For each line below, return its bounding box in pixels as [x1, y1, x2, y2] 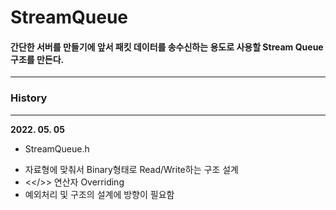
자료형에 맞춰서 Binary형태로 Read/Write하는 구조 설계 [24, 163, 239, 175]
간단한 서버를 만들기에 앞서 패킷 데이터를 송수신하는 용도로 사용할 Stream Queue [10, 41, 324, 53]
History [10, 91, 48, 105]
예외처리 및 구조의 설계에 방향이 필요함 [24, 188, 175, 200]
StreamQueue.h [24, 142, 90, 155]
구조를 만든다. [10, 53, 65, 65]
